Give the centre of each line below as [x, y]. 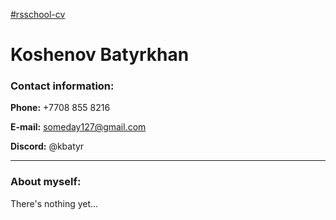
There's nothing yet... [54, 203]
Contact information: [62, 86]
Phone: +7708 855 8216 [60, 108]
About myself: [46, 182]
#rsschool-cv [38, 14]
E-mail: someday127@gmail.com [78, 127]
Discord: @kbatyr [47, 146]
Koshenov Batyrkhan [100, 55]
